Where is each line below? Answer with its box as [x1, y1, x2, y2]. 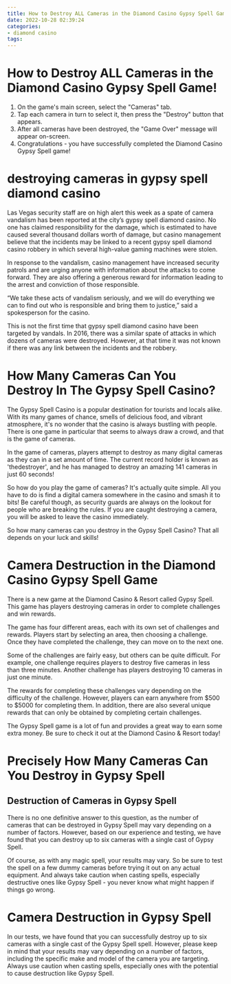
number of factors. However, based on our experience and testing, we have [7, 828, 221, 836]
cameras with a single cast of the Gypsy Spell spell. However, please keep [7, 939, 218, 948]
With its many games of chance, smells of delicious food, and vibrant [7, 412, 203, 421]
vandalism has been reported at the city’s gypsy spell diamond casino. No [7, 216, 217, 224]
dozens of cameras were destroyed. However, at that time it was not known [7, 337, 221, 345]
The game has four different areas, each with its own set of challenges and [7, 623, 219, 631]
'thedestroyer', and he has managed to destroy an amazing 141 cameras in [7, 463, 218, 471]
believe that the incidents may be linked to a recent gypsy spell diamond [7, 238, 212, 245]
